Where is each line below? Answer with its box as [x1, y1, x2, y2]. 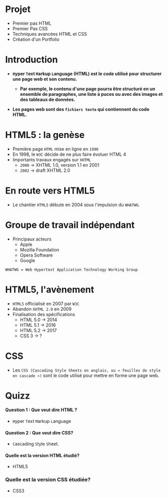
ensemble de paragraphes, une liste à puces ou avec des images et [20, 91, 163, 97]
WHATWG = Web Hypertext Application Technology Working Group [5, 267, 138, 272]
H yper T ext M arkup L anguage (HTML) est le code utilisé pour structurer [12, 71, 162, 77]
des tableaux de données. [20, 96, 76, 102]
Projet [5, 4, 31, 15]
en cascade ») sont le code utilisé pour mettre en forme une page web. [12, 372, 159, 379]
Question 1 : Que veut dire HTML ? [5, 407, 78, 413]
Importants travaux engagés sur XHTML [12, 156, 91, 162]
